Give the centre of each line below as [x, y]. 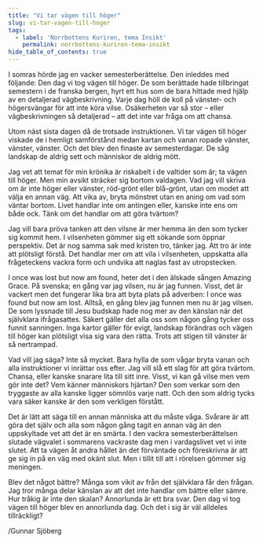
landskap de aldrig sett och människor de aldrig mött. [94, 157]
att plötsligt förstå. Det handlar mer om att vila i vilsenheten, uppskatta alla [128, 254]
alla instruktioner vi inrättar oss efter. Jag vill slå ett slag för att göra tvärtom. [131, 368]
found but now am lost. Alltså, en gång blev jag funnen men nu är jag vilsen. [131, 303]
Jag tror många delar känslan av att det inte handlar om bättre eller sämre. [128, 490]
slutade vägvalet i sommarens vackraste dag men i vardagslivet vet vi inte [128, 442]
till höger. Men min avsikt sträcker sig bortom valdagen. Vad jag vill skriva [127, 180]
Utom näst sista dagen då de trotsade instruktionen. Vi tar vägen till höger [128, 131]
